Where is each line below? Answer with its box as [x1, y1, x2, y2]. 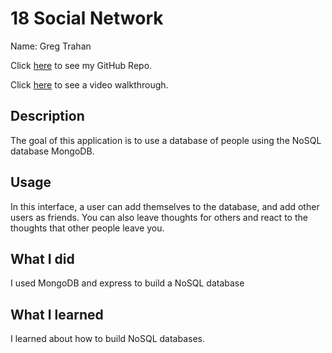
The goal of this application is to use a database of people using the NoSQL [10, 134, 322, 146]
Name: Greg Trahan [10, 40, 92, 52]
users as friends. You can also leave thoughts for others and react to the [10, 211, 308, 223]
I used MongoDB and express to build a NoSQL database [10, 277, 245, 289]
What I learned [10, 306, 104, 323]
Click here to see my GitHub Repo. [10, 59, 153, 71]
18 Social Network [10, 7, 164, 30]
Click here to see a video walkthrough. [10, 78, 169, 91]
